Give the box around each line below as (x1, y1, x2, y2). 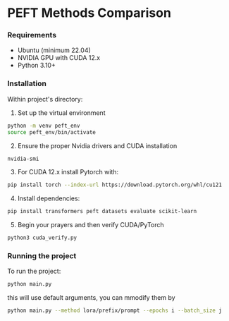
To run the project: (7, 267, 61, 276)
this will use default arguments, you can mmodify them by (7, 293, 175, 302)
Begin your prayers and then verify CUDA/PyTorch (17, 221, 164, 229)
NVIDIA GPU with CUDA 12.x (17, 54, 101, 62)
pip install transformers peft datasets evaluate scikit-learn (7, 208, 197, 215)
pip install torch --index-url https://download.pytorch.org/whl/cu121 (7, 181, 222, 188)
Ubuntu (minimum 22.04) (17, 46, 92, 54)
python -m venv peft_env (7, 122, 80, 129)
